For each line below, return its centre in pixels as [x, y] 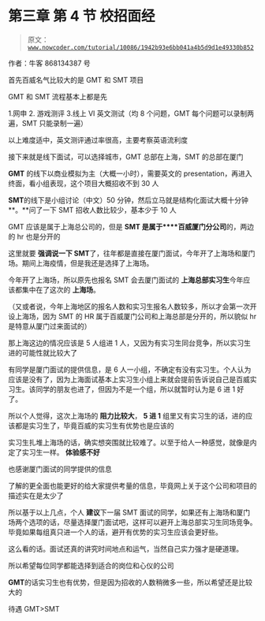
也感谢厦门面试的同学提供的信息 [60, 469]
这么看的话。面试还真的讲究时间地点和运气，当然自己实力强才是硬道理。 [125, 548]
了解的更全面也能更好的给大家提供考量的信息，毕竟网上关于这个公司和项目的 [132, 485]
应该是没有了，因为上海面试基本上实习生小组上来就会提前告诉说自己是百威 [129, 379]
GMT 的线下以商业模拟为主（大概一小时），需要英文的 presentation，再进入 [130, 173]
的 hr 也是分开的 [34, 236]
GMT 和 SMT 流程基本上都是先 [58, 96]
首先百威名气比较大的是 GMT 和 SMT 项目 [76, 80]
